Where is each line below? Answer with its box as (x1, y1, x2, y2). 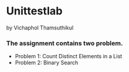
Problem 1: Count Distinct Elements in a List (14, 53, 122, 60)
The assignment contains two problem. (6, 39, 123, 47)
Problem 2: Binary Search (14, 59, 79, 67)
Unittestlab (6, 4, 63, 18)
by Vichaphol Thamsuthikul (6, 24, 74, 31)
